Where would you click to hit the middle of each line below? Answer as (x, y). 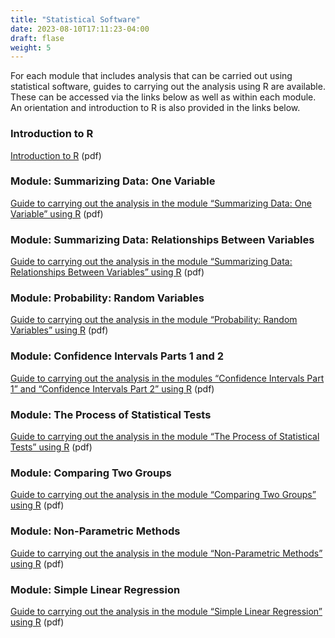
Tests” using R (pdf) (51, 447)
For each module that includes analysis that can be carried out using (151, 76)
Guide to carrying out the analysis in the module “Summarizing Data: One (161, 203)
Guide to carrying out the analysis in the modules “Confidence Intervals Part (167, 378)
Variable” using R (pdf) (57, 213)
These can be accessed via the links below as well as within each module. (163, 97)
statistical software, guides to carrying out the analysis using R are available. (168, 87)
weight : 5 (31, 47)
